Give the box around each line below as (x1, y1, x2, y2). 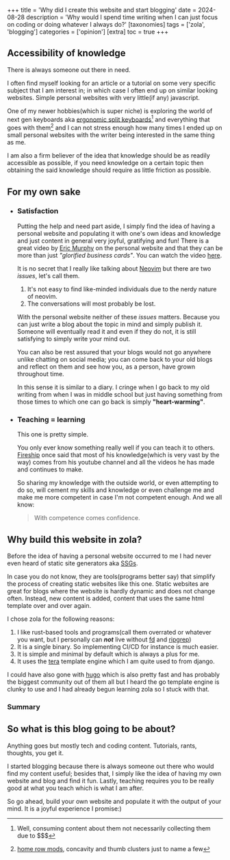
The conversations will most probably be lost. (27, 299, 156, 308)
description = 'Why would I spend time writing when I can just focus (26, 13, 218, 21)
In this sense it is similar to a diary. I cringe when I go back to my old (16, 383, 210, 391)
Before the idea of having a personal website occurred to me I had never (7, 552, 212, 560)
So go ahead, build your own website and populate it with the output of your (7, 797, 222, 805)
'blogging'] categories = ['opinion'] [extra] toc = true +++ (7, 27, 169, 36)
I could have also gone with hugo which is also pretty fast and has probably (7, 670, 220, 678)
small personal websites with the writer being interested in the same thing (7, 131, 215, 139)
